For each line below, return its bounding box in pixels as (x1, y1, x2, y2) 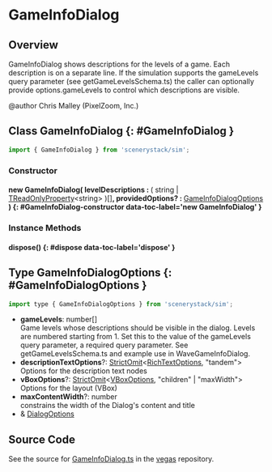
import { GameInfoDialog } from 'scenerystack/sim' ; (8, 146, 190, 154)
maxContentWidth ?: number (19, 392, 117, 402)
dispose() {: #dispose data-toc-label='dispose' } (8, 242, 176, 252)
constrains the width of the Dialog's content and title (19, 401, 196, 410)
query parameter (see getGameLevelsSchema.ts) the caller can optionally (8, 77, 255, 86)
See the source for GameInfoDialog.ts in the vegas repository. (8, 454, 215, 464)
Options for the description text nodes (19, 366, 147, 376)
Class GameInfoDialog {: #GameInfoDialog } (8, 124, 235, 138)
